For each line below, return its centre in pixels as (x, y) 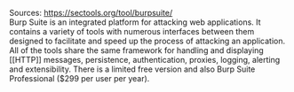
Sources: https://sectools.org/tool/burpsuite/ (91, 13)
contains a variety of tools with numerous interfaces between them (132, 31)
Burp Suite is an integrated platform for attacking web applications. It (135, 22)
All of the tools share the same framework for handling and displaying (136, 50)
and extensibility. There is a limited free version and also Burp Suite (132, 69)
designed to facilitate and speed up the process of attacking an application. (147, 41)
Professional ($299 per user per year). (79, 78)
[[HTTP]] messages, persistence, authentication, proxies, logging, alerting (145, 60)
